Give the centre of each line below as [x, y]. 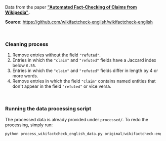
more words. [25, 76]
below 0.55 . [24, 66]
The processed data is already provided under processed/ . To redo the [77, 119]
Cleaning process [27, 44]
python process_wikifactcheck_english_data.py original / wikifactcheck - [80, 134]
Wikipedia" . [18, 12]
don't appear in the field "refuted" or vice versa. [62, 86]
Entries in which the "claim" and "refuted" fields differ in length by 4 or [85, 70]
